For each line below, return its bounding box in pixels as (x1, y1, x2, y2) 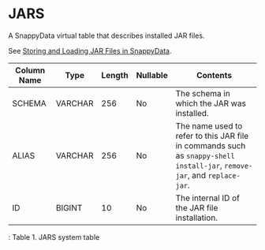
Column (15, 65, 46, 76)
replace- (207, 171, 241, 180)
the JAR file (175, 202, 218, 213)
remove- (224, 161, 253, 170)
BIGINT (55, 202, 83, 213)
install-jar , (175, 159, 222, 170)
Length (101, 69, 129, 80)
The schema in (175, 88, 230, 99)
